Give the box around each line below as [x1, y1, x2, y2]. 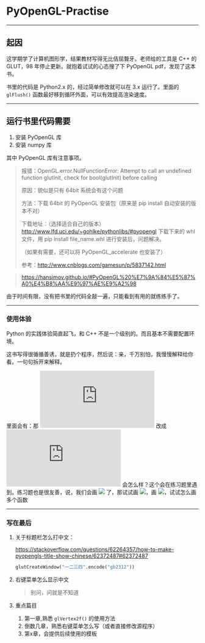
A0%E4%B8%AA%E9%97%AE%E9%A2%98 [21, 279, 137, 287]
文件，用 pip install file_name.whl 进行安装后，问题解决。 [21, 235, 165, 242]
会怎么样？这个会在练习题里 [121, 481, 192, 488]
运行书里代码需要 [6, 116, 71, 126]
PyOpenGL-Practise [6, 4, 109, 18]
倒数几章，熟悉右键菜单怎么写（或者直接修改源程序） [24, 622, 159, 630]
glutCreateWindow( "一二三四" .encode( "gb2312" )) [15, 564, 135, 570]
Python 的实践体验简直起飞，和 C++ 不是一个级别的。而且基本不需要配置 [6, 329, 190, 337]
